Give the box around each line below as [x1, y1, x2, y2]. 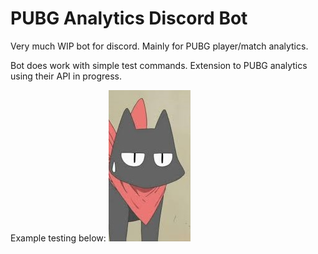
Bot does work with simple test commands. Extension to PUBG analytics [10, 59, 308, 71]
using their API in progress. [10, 70, 122, 82]
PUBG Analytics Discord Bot [10, 7, 248, 30]
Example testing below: [10, 232, 107, 244]
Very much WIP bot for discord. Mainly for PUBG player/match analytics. [10, 40, 309, 52]
